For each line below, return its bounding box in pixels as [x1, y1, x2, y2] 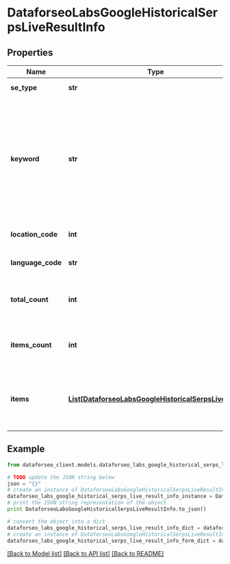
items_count [10, 340, 52, 349]
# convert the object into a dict [7, 518, 106, 525]
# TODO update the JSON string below [7, 473, 115, 481]
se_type [10, 83, 38, 92]
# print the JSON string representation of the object [7, 500, 167, 506]
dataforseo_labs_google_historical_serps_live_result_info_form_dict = [7, 537, 216, 544]
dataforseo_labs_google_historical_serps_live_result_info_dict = [7, 524, 201, 531]
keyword [10, 154, 40, 163]
